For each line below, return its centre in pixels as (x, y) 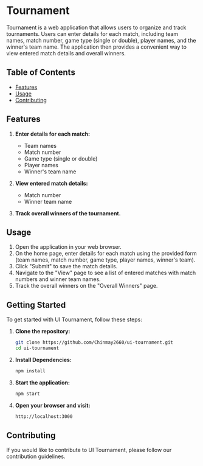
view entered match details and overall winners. (66, 53)
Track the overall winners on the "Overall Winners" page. (86, 286)
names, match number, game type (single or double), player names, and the (101, 40)
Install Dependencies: (43, 360)
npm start (28, 394)
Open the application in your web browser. (68, 247)
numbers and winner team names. (58, 279)
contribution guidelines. (36, 456)
